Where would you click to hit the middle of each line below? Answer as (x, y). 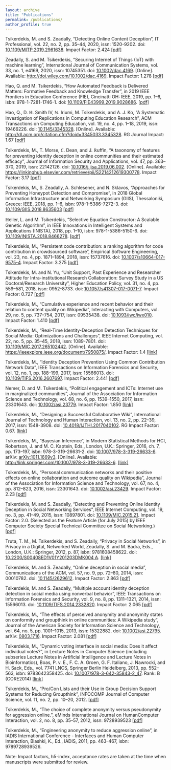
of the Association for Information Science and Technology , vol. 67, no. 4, (82, 483)
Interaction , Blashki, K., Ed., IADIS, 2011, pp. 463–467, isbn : (67, 741)
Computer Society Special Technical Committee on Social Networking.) (80, 526)
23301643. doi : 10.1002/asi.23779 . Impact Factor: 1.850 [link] (69, 404)
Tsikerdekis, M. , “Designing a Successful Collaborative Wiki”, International (83, 415)
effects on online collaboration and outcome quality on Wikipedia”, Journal (83, 478)
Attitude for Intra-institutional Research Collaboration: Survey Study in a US (84, 278)
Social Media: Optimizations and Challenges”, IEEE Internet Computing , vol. (84, 336)
